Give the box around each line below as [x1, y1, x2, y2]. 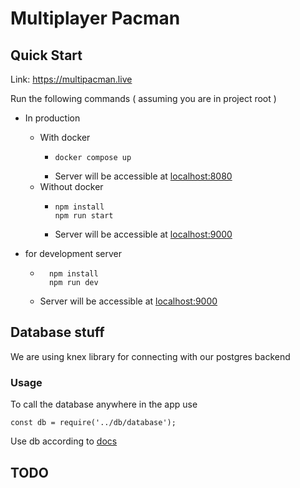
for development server [24, 248, 123, 259]
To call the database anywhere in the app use [10, 398, 198, 411]
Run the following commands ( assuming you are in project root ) [10, 93, 277, 104]
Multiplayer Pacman [10, 7, 181, 30]
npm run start [54, 211, 114, 221]
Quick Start [10, 47, 83, 64]
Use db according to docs [10, 435, 118, 447]
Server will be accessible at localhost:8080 [54, 170, 233, 182]
